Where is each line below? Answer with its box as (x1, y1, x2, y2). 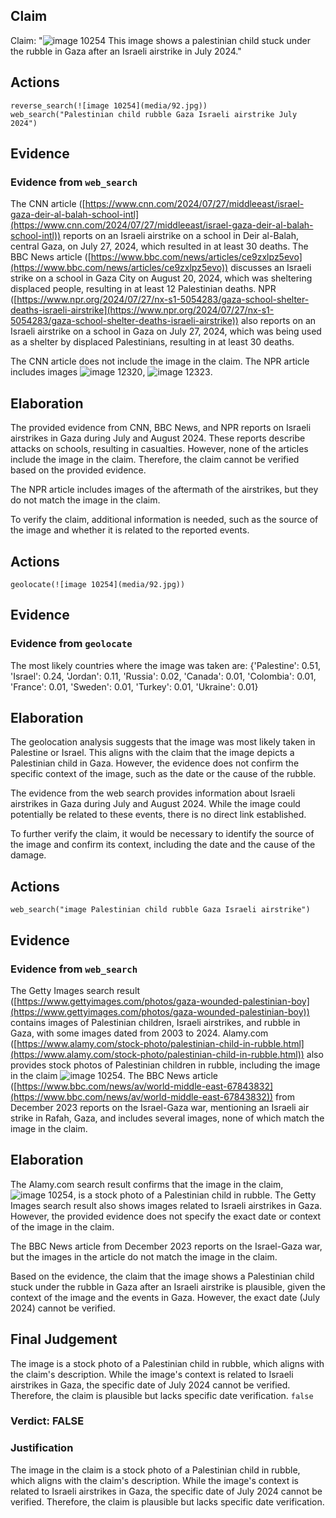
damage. (10, 849, 47, 861)
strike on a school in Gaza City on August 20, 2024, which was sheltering (10, 272, 313, 284)
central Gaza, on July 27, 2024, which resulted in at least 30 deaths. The (10, 240, 309, 253)
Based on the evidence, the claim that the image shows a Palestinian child (10, 1270, 315, 1282)
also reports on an (240, 315, 317, 327)
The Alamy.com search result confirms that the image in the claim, (10, 1178, 284, 1190)
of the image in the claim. (10, 1220, 115, 1233)
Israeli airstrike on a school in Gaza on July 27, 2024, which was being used (10, 325, 322, 338)
